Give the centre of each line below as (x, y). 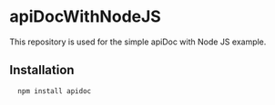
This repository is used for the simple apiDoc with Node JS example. (138, 42)
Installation (42, 70)
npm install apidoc (55, 91)
